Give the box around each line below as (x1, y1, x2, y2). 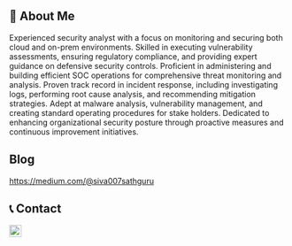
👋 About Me (9, 9, 75, 24)
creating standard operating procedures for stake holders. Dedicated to (9, 107, 270, 118)
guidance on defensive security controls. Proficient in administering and (9, 60, 272, 71)
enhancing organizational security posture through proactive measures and (9, 117, 284, 127)
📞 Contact (9, 201, 62, 217)
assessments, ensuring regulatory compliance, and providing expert (9, 50, 258, 62)
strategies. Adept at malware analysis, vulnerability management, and (9, 98, 263, 109)
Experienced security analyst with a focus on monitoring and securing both (9, 32, 283, 42)
